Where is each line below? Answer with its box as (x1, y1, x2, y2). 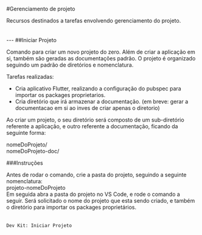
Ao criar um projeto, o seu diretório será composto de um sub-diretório (6, 116, 184, 123)
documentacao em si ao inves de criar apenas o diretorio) (15, 104, 160, 112)
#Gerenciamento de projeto (6, 5, 75, 12)
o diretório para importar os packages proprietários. (6, 204, 137, 211)
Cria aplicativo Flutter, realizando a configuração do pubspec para (15, 85, 181, 92)
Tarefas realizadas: (6, 73, 54, 80)
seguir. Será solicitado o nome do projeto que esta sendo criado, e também (6, 197, 195, 204)
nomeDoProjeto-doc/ (6, 148, 60, 154)
